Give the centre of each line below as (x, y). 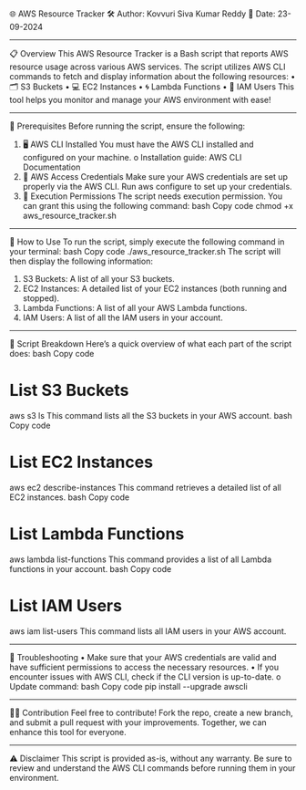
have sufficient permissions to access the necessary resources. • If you (144, 667)
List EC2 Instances (81, 462)
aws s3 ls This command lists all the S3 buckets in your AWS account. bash (151, 415)
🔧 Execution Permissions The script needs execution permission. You (153, 196)
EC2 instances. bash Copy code (70, 497)
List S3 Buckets (69, 390)
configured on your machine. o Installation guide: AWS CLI (132, 157)
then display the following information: (81, 261)
